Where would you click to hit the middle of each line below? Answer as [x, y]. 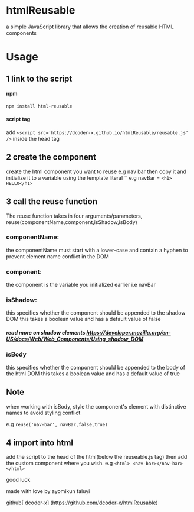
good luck [18, 480]
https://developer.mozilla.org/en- [129, 333]
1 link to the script [39, 78]
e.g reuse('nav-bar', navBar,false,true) [57, 424]
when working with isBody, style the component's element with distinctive [96, 406]
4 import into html [40, 443]
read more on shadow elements [46, 333]
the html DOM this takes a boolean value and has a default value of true [93, 374]
